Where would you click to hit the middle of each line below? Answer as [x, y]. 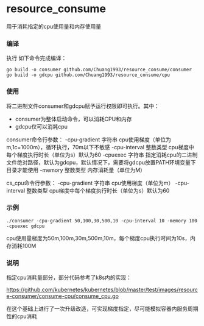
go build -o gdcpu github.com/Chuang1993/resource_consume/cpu [88, 75]
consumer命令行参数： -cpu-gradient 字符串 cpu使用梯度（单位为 [89, 140]
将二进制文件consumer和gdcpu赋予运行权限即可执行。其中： [83, 106]
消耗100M [24, 246]
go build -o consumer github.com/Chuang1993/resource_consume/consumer [99, 70]
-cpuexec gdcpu [26, 226]
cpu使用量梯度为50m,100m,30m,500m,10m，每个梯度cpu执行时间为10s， [98, 238]
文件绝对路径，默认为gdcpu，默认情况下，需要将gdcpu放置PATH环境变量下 [101, 162]
